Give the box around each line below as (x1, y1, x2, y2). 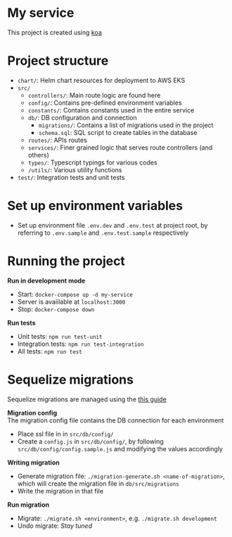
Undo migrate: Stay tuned (17, 522, 93, 530)
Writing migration (7, 458, 60, 467)
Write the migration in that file (17, 486, 104, 495)
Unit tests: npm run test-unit (17, 332, 103, 340)
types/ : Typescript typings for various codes (27, 158, 157, 167)
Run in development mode (7, 276, 86, 285)
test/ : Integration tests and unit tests (17, 173, 125, 181)
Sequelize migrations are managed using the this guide (7, 395, 167, 403)
